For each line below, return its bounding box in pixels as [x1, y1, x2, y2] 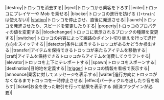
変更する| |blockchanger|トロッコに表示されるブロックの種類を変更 [22, 29, 159, 34]
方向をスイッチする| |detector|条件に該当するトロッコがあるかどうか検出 [5, 41, 152, 47]
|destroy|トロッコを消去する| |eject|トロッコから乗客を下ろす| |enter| [5, 5, 145, 10]
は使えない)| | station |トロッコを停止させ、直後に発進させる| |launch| [5, 17, 143, 22]
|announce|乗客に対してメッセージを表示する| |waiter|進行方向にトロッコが [5, 71, 158, 77]
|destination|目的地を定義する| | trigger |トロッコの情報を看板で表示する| [5, 66, 149, 71]
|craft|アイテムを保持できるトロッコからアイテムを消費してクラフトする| [5, 53, 151, 59]
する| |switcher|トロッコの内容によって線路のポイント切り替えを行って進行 [5, 35, 156, 41]
